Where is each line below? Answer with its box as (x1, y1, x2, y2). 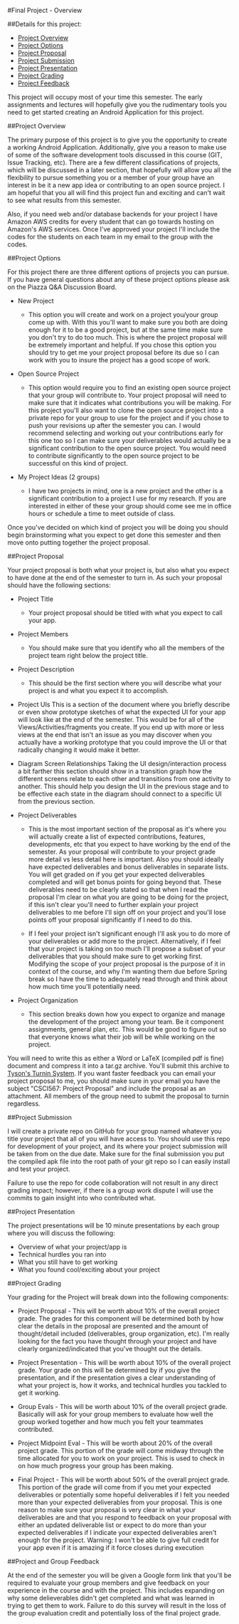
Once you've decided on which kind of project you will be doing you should (7, 523, 229, 531)
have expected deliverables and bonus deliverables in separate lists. (28, 863, 229, 871)
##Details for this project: (7, 20, 82, 28)
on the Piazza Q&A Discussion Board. (7, 283, 117, 291)
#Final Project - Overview (7, 6, 83, 14)
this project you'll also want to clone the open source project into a (28, 406, 224, 414)
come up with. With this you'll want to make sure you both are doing (28, 318, 228, 326)
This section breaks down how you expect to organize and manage (28, 1010, 225, 1018)
